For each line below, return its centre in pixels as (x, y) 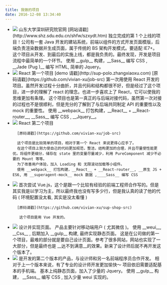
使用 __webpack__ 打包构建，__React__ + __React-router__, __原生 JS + (89, 169)
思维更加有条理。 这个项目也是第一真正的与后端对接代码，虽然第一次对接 (87, 98)
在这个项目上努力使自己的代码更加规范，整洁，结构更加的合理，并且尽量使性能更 (87, 148)
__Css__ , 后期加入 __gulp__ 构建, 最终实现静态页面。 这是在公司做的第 (83, 233)
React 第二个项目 (36, 123)
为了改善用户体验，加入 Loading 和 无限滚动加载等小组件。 (71, 164)
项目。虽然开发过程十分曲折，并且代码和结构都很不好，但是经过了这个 (84, 85)
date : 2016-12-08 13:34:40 (33, 14)
